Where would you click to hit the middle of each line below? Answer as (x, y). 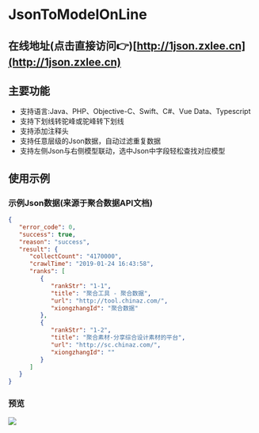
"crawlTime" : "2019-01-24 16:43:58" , (91, 264)
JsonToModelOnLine (78, 15)
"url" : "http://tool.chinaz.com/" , (109, 301)
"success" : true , (48, 234)
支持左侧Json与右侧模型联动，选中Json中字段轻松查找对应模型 (122, 151)
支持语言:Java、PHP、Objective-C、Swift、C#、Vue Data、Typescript (135, 112)
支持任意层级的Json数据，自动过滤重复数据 (90, 141)
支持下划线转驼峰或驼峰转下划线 (72, 121)
